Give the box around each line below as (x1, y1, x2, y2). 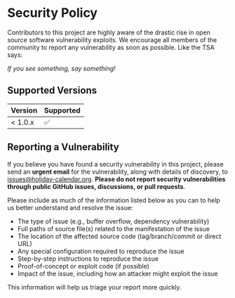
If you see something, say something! (7, 64, 116, 72)
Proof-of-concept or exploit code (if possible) (17, 261, 149, 270)
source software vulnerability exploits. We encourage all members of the (7, 35, 217, 44)
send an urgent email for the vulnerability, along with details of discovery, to (7, 167, 228, 176)
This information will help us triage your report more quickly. (7, 283, 182, 291)
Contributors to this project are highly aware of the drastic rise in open (7, 28, 210, 37)
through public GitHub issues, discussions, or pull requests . (7, 182, 186, 190)
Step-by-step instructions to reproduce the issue (17, 254, 159, 263)
